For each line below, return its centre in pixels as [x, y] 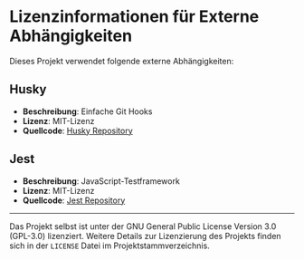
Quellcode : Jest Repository [74, 200]
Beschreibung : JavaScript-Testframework [101, 181]
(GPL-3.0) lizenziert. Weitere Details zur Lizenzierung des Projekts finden [146, 236]
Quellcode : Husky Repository [77, 130]
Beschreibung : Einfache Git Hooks [87, 111]
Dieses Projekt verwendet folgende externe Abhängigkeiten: [122, 61]
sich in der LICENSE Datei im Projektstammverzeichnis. [109, 246]
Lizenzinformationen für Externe [134, 17]
